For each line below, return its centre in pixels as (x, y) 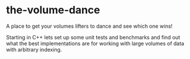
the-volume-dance (53, 10)
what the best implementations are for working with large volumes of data (95, 43)
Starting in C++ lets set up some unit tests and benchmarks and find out (93, 37)
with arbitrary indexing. (34, 49)
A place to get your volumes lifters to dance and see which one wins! (89, 26)
